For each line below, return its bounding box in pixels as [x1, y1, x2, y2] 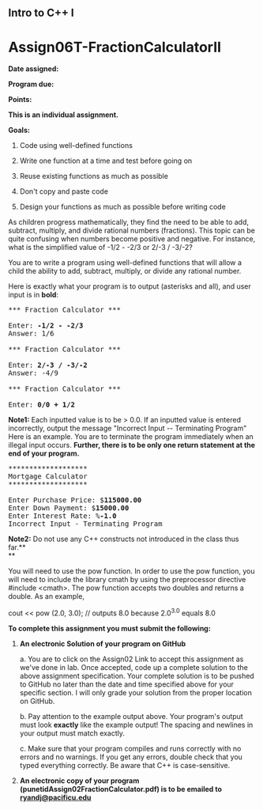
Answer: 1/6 [8, 329, 54, 339]
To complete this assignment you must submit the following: [8, 623, 211, 633]
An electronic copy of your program [19, 775, 140, 785]
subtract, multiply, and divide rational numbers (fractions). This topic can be [8, 225, 255, 236]
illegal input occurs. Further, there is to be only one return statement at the [8, 441, 255, 450]
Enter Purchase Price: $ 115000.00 [8, 496, 142, 505]
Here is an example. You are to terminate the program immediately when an [8, 432, 254, 441]
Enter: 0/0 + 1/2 [8, 400, 75, 410]
